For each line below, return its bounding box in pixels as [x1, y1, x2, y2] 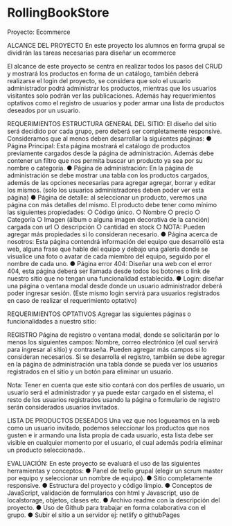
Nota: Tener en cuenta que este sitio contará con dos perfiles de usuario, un [7, 380, 225, 389]
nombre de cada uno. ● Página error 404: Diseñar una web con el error [7, 259, 213, 268]
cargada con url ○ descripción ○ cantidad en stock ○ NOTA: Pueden [7, 222, 206, 231]
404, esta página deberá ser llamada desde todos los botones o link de [7, 267, 210, 275]
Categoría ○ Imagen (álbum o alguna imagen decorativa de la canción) [7, 215, 210, 223]
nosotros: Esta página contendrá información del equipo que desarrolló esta [7, 237, 224, 245]
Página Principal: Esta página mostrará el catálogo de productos [7, 141, 190, 150]
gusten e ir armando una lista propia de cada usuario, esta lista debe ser [7, 431, 214, 439]
